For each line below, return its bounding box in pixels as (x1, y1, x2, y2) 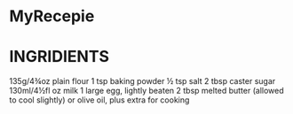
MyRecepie (9, 6, 95, 27)
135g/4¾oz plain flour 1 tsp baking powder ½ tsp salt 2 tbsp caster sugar (9, 76, 276, 87)
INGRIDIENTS (9, 47, 109, 67)
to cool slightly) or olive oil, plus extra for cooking (9, 95, 190, 105)
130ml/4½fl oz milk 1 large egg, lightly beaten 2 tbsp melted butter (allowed (9, 86, 284, 96)
